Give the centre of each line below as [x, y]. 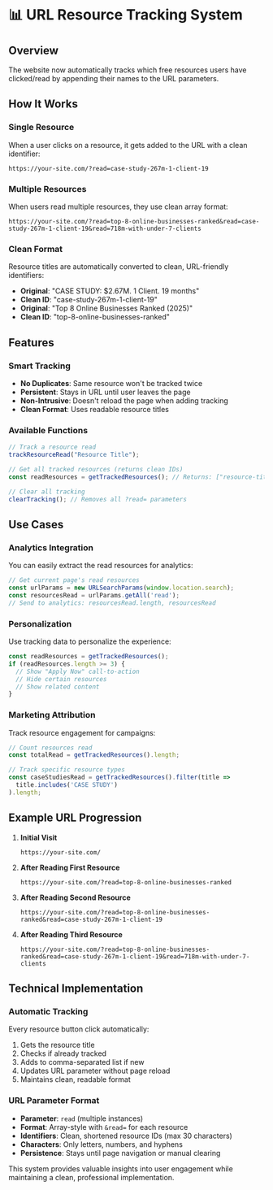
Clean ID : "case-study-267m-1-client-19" [89, 300]
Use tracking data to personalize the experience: [90, 641]
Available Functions [48, 430]
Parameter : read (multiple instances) [82, 1118]
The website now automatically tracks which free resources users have [128, 70]
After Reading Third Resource [71, 934]
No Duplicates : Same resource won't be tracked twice [111, 383]
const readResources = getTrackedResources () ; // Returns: [110, 477]
